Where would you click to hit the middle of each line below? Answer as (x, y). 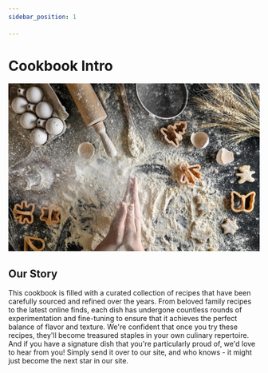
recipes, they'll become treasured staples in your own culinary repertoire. (129, 335)
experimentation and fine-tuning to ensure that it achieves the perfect (123, 318)
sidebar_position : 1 (43, 17)
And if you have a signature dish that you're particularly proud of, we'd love (132, 343)
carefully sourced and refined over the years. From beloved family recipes (130, 301)
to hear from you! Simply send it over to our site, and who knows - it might (130, 352)
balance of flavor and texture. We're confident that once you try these (123, 327)
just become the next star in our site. (69, 360)
